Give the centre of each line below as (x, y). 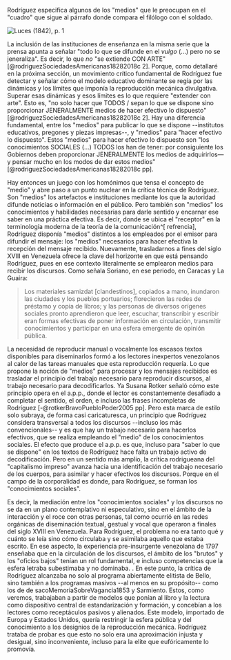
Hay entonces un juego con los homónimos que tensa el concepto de (106, 182)
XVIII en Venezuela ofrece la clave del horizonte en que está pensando (108, 256)
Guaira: (18, 278)
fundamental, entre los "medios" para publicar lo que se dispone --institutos (115, 125)
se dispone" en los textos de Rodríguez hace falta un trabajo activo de (107, 452)
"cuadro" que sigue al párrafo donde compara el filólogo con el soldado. (110, 17)
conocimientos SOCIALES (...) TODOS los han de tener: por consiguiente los (115, 147)
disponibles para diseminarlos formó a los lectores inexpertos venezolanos (113, 356)
